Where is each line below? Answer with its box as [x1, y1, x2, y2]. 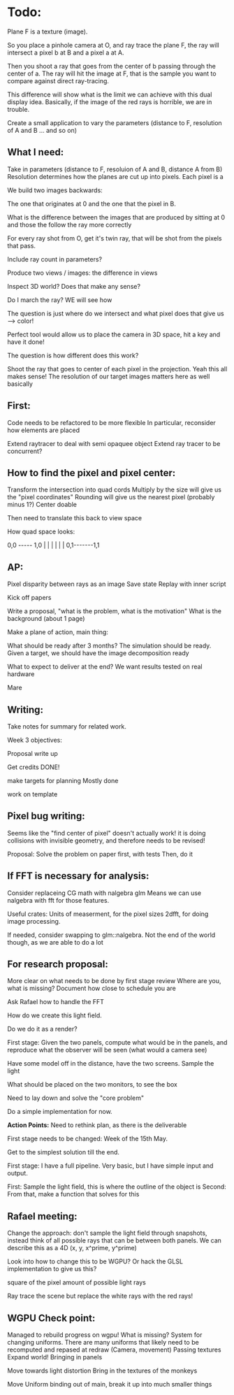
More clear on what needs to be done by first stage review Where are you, [7, 977, 221, 985]
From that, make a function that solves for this [7, 1190, 140, 1199]
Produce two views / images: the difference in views [7, 269, 158, 277]
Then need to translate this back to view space [7, 514, 142, 522]
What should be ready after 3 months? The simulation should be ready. [7, 641, 212, 650]
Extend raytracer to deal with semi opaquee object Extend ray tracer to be [7, 439, 221, 448]
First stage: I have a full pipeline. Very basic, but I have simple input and [7, 1161, 214, 1170]
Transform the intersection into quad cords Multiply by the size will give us [7, 485, 222, 494]
